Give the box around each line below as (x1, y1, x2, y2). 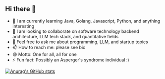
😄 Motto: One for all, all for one (12, 51, 77, 57)
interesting (12, 23, 35, 29)
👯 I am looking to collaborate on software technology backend (12, 28, 140, 34)
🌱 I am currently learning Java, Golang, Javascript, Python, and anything (12, 18, 161, 24)
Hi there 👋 (5, 5, 36, 13)
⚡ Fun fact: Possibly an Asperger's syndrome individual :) (12, 57, 130, 63)
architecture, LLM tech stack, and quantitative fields (12, 33, 119, 39)
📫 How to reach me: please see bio (12, 44, 86, 50)
